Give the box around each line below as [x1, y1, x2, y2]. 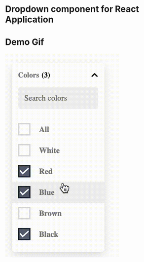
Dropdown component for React [5, 3, 140, 15]
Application [5, 14, 54, 25]
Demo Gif [5, 37, 44, 48]
